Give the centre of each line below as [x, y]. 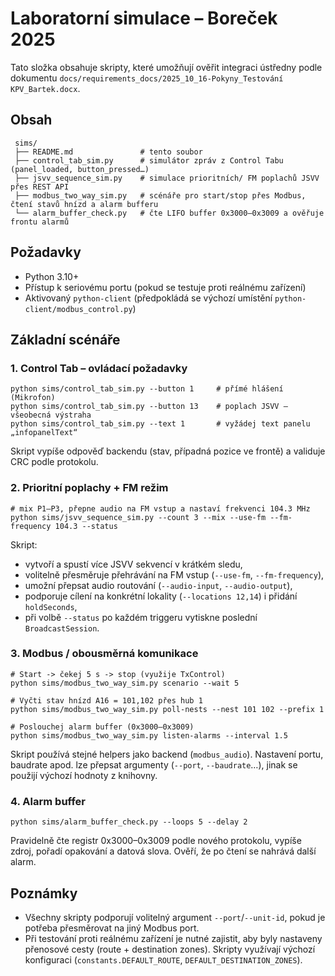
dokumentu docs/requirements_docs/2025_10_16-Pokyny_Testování [147, 78]
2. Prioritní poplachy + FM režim [89, 488]
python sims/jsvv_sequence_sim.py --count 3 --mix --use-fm [138, 517]
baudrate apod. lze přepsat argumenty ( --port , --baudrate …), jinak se [154, 764]
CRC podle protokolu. [54, 462]
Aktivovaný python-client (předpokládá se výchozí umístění [148, 298]
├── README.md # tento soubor [108, 152]
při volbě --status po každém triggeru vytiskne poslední [141, 617]
